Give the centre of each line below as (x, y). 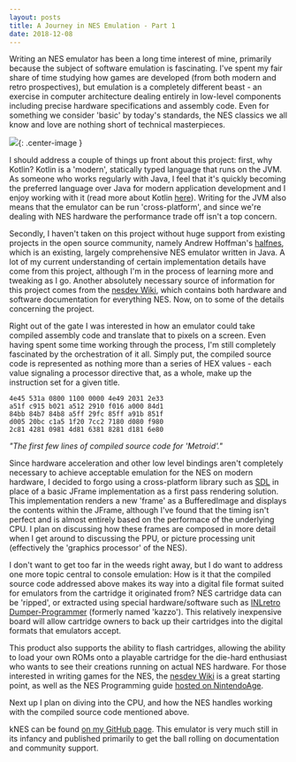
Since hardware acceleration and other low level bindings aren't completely (146, 463)
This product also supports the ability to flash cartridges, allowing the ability (148, 648)
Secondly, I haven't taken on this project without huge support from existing (147, 234)
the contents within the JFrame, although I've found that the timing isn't (139, 511)
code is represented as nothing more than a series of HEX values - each (140, 364)
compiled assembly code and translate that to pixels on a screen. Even (138, 335)
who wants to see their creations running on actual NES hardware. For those (148, 667)
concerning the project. (52, 309)
